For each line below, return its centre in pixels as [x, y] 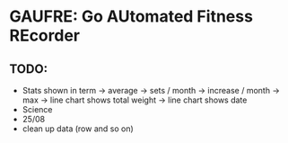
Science [37, 109]
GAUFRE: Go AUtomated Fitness [131, 17]
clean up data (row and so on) [78, 129]
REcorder [45, 36]
